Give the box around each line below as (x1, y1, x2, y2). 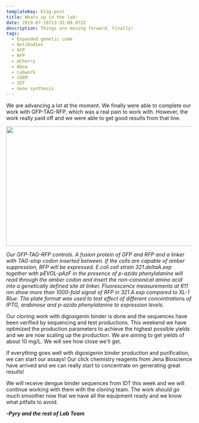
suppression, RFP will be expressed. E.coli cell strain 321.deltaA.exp (6, 263, 172, 270)
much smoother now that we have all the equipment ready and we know (6, 392, 182, 399)
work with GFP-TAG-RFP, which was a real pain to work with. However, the (6, 108, 188, 115)
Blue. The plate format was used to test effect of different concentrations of (6, 295, 191, 302)
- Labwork (11, 69, 36, 75)
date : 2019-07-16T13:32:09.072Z (6, 20, 86, 25)
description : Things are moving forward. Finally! (6, 25, 134, 31)
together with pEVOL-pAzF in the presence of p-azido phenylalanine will (6, 270, 184, 277)
